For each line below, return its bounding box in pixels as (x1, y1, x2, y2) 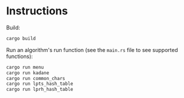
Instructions (6, 4, 68, 18)
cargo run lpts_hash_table (6, 81, 73, 87)
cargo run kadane (6, 70, 50, 76)
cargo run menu (6, 64, 44, 70)
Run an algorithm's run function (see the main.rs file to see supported (6, 46, 178, 53)
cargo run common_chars (6, 75, 66, 81)
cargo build (6, 35, 36, 41)
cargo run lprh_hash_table (6, 87, 73, 93)
